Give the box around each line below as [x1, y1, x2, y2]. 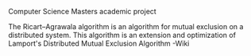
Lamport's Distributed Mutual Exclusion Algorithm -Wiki [8, 39, 190, 48]
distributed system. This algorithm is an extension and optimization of [8, 31, 237, 39]
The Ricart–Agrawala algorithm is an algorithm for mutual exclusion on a [8, 22, 244, 31]
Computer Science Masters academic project [8, 7, 156, 16]
